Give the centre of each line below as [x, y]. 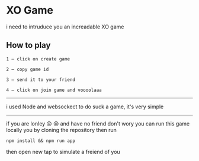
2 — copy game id [28, 69]
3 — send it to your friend [41, 80]
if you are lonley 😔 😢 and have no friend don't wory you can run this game [98, 123]
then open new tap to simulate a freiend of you [63, 152]
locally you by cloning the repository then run [62, 130]
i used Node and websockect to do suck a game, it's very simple [85, 107]
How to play [28, 45]
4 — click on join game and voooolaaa [54, 90]
